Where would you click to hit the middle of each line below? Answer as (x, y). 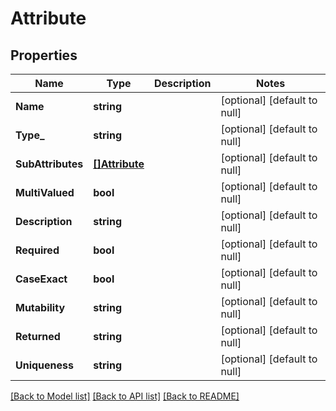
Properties (44, 55)
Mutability (40, 307)
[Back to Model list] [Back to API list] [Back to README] (125, 396)
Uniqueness (44, 365)
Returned (38, 336)
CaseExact (41, 279)
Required (37, 250)
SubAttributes (49, 164)
